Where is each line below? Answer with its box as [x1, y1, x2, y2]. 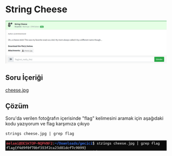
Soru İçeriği [5, 73, 44, 82]
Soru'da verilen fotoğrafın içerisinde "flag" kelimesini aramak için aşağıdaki [5, 115, 164, 121]
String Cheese [5, 4, 68, 15]
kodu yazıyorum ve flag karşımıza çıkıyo [5, 121, 90, 127]
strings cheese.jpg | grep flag [5, 131, 74, 137]
